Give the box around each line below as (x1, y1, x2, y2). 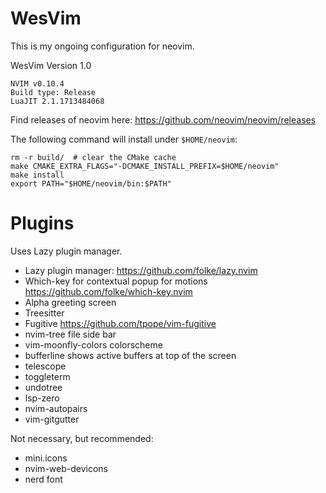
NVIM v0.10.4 (10, 78, 65, 89)
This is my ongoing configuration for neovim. (10, 40, 195, 52)
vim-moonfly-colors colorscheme (24, 338, 163, 351)
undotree (24, 381, 63, 393)
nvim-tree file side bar (24, 328, 117, 340)
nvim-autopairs (24, 402, 88, 414)
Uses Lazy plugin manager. (10, 245, 123, 257)
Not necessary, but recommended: (10, 432, 154, 444)
